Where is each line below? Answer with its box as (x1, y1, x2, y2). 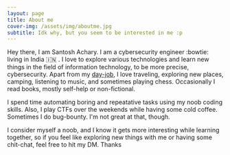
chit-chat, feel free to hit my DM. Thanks (7, 141, 122, 149)
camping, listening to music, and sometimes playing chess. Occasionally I (7, 77, 216, 86)
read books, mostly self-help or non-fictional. (7, 85, 135, 93)
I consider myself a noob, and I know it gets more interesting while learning (7, 126, 220, 134)
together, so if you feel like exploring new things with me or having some (7, 133, 213, 141)
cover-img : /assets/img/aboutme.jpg (7, 23, 112, 29)
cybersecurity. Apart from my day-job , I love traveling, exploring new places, (7, 70, 224, 79)
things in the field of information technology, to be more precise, (7, 63, 189, 71)
